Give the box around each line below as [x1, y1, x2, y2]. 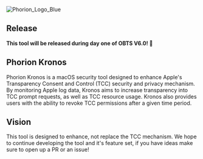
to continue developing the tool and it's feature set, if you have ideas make [6, 140, 193, 147]
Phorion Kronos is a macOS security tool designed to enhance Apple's [6, 73, 182, 80]
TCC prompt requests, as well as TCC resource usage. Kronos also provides [6, 93, 197, 100]
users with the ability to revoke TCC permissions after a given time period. [6, 99, 192, 107]
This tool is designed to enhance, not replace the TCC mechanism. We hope [6, 133, 197, 140]
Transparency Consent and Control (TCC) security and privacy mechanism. [6, 80, 196, 87]
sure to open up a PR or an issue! [6, 146, 89, 154]
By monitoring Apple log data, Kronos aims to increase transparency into [6, 86, 188, 94]
